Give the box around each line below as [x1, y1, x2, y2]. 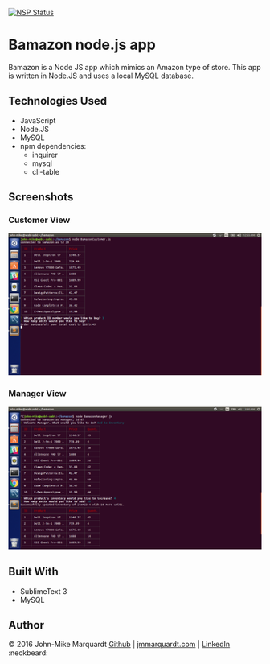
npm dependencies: [19, 141, 87, 151]
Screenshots [8, 190, 74, 204]
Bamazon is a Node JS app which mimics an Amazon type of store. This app [8, 62, 261, 72]
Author [8, 618, 44, 632]
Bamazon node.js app [8, 36, 157, 54]
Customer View [8, 214, 71, 225]
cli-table [31, 167, 60, 176]
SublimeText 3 [19, 586, 67, 596]
